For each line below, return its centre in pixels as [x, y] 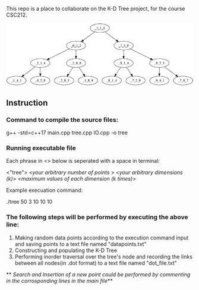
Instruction [27, 103]
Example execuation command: [45, 190]
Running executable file [41, 148]
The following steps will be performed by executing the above [97, 218]
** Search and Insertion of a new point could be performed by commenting [98, 274]
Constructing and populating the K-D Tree [66, 250]
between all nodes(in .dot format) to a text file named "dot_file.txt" [96, 263]
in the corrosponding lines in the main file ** [59, 280]
